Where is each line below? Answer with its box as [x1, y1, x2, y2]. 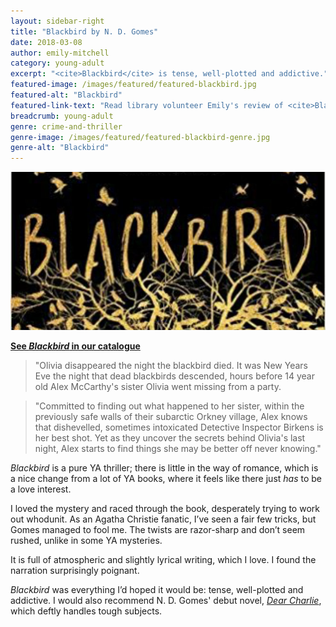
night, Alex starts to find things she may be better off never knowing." [34, 442, 322, 454]
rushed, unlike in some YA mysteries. [10, 534, 163, 546]
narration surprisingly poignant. [10, 564, 140, 576]
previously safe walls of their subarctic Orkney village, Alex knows [34, 410, 308, 422]
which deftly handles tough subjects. [10, 605, 163, 617]
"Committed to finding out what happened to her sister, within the [34, 400, 305, 412]
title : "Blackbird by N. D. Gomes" [10, 26, 159, 37]
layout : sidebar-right [10, 16, 105, 26]
